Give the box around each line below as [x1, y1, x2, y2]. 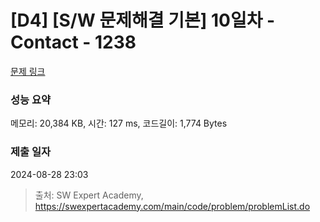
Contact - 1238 [10, 31, 137, 54]
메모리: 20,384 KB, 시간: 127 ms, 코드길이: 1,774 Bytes [10, 117, 228, 130]
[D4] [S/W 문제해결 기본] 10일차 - [10, 9, 276, 32]
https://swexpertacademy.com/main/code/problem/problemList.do [34, 200, 311, 212]
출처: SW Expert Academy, [34, 189, 144, 201]
